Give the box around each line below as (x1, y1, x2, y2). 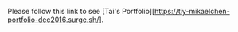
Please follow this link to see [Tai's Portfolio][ (7, 7, 155, 16)
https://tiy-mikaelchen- (154, 7, 230, 16)
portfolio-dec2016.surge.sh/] (7, 15, 102, 24)
